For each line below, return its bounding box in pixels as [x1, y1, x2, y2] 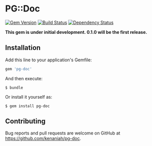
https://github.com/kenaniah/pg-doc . [5, 136, 81, 142]
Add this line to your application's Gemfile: [5, 57, 92, 63]
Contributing [5, 117, 46, 126]
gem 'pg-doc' [5, 66, 32, 71]
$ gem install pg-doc [5, 103, 50, 109]
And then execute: [5, 75, 43, 81]
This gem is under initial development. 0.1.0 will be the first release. [5, 29, 148, 35]
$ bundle [5, 85, 23, 90]
